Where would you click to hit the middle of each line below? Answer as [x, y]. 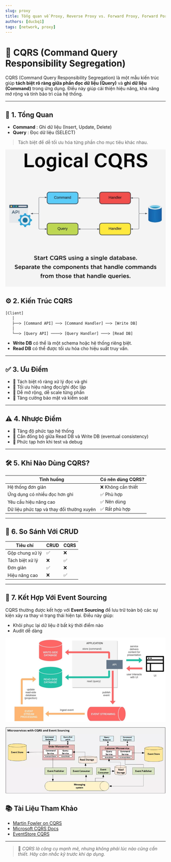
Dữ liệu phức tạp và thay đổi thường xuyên [52, 509]
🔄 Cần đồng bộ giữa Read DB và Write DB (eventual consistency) [80, 436]
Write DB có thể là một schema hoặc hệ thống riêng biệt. [72, 343]
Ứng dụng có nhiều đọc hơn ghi [40, 494]
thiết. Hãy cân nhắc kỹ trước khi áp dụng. [61, 854]
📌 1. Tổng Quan [29, 115]
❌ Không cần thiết [119, 487]
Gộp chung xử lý [25, 553]
